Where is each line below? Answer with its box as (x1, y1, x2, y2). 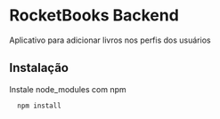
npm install (17, 101, 62, 110)
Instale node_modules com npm (9, 83, 126, 94)
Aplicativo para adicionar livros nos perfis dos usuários (9, 35, 211, 45)
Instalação (9, 60, 69, 75)
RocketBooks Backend (9, 5, 180, 26)
